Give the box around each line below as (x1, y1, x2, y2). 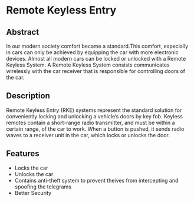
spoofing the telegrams (14, 183, 72, 190)
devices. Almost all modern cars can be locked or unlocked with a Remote (6, 55, 186, 62)
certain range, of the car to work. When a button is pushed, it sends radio (6, 125, 185, 133)
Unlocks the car (14, 170, 54, 177)
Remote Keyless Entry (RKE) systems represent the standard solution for (6, 107, 182, 114)
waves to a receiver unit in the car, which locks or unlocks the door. (6, 131, 170, 138)
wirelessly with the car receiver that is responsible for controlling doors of (6, 68, 186, 74)
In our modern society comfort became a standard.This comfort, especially (6, 42, 189, 49)
